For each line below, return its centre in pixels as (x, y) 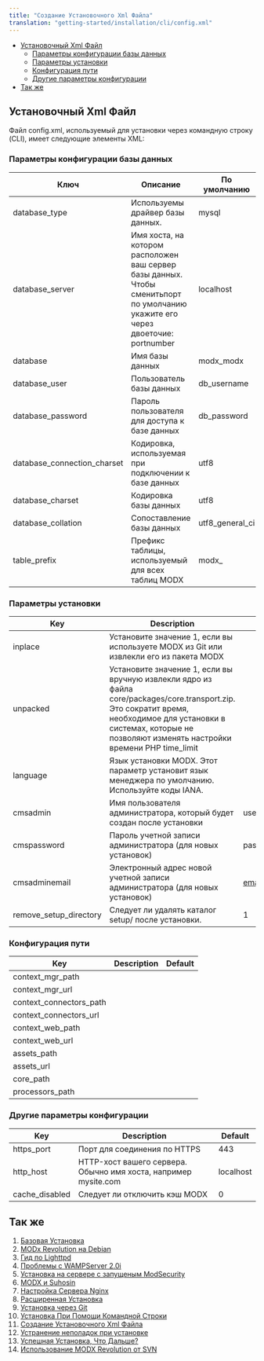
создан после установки (156, 822)
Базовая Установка (52, 1241)
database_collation (47, 523)
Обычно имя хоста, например (135, 1172)
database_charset (46, 500)
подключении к (161, 472)
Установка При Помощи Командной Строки (94, 1316)
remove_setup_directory (58, 915)
